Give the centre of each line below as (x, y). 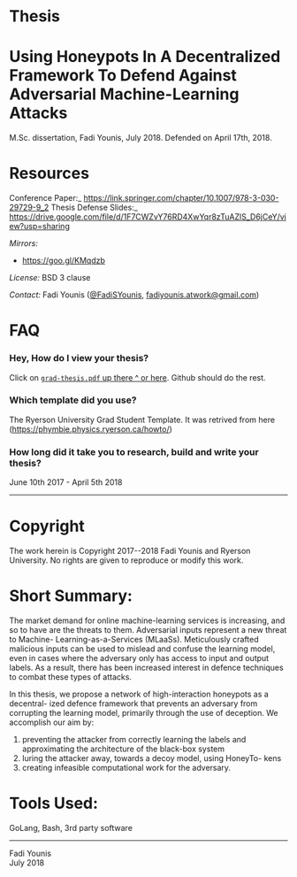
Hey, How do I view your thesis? (79, 358)
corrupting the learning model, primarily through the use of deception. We (144, 713)
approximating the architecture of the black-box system (123, 749)
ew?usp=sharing (40, 227)
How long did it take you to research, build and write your (134, 451)
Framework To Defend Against (123, 76)
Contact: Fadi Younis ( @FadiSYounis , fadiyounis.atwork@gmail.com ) (134, 295)
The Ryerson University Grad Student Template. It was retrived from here (142, 419)
